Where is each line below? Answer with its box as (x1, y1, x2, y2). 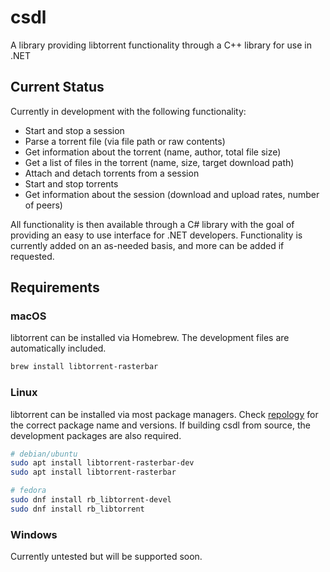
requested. (10, 250, 55, 262)
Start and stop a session (24, 124, 125, 136)
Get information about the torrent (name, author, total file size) (24, 146, 282, 158)
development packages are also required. (10, 429, 182, 441)
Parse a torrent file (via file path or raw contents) (24, 135, 226, 147)
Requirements (10, 279, 100, 296)
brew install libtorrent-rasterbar (10, 362, 159, 372)
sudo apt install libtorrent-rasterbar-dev (10, 458, 195, 468)
